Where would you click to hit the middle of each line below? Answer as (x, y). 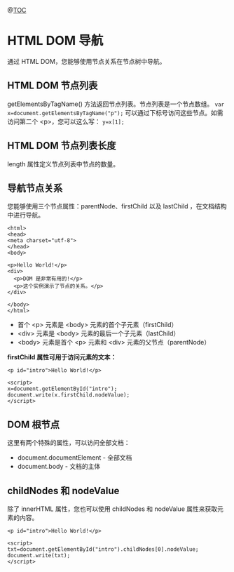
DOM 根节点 (33, 424)
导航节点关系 (35, 188)
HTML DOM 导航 (55, 41)
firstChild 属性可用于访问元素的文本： (62, 357)
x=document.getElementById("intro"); (62, 389)
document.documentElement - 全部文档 (75, 458)
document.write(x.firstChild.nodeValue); (69, 395)
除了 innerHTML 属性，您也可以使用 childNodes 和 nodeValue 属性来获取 (112, 509)
